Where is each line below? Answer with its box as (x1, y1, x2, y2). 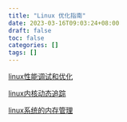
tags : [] (8, 49, 38, 57)
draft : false (8, 26, 52, 34)
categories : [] (8, 41, 59, 49)
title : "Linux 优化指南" (8, 11, 86, 20)
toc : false (8, 33, 45, 42)
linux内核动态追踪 (8, 89, 66, 98)
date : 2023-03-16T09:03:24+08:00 (8, 19, 120, 27)
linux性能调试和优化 (8, 72, 73, 81)
